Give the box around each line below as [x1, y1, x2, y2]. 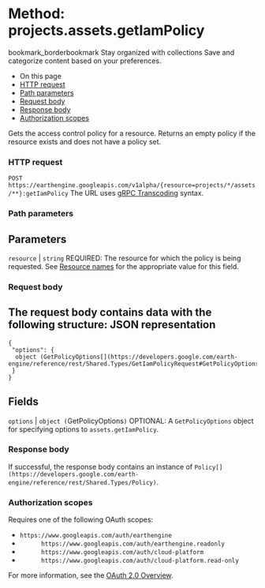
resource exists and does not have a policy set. [8, 137, 162, 146]
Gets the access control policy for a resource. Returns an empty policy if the [8, 128, 256, 138]
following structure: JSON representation [8, 318, 216, 331]
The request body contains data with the [8, 305, 212, 320]
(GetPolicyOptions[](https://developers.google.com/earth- [39, 353, 238, 361]
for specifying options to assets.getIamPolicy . [8, 424, 159, 434]
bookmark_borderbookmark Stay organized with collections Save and [8, 47, 235, 57]
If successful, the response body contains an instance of [8, 462, 193, 471]
